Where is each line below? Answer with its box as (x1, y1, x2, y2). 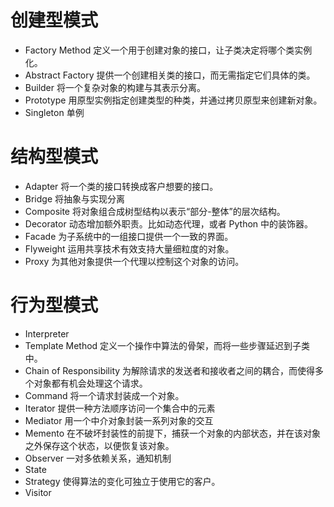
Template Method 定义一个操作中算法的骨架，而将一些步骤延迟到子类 (24, 339, 311, 351)
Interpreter (24, 327, 70, 340)
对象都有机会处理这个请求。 (33, 377, 148, 389)
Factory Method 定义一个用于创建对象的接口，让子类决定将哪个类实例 (24, 44, 313, 56)
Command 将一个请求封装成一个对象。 (24, 389, 185, 401)
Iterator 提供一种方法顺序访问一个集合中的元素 (24, 402, 216, 414)
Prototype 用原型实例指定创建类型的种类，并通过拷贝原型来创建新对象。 (24, 94, 323, 106)
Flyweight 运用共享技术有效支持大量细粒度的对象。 (24, 242, 235, 255)
